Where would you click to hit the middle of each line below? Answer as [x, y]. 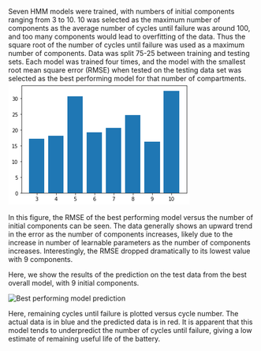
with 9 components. [41, 259]
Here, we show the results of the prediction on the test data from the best [127, 274]
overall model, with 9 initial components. [74, 283]
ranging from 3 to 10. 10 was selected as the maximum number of [114, 20]
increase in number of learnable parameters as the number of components [129, 243]
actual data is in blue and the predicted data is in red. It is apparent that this [130, 322]
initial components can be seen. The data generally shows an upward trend [130, 226]
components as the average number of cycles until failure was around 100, [129, 28]
